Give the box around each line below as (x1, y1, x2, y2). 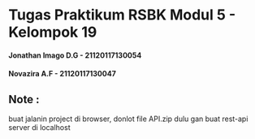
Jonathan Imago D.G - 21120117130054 (8, 50, 142, 60)
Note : (8, 92, 40, 106)
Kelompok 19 (8, 23, 97, 41)
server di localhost (8, 123, 71, 132)
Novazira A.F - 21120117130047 (8, 69, 116, 79)
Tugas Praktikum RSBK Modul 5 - (8, 6, 236, 24)
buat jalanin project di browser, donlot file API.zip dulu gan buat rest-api (8, 114, 249, 124)
